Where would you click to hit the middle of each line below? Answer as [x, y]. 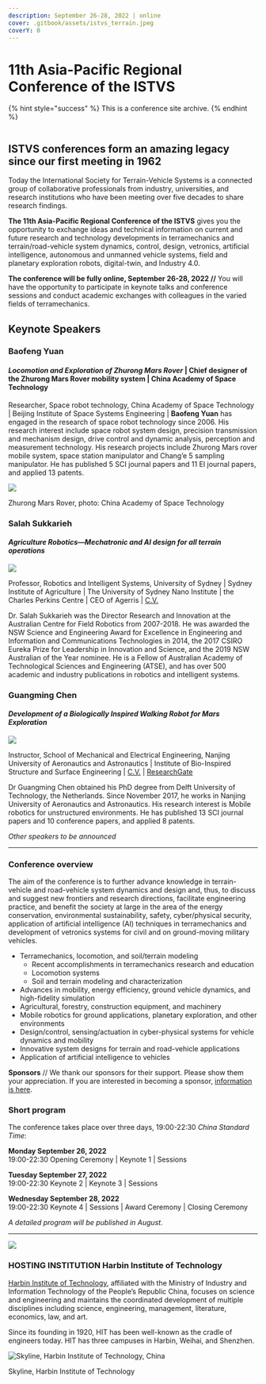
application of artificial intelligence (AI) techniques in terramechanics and [127, 924]
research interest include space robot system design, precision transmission [133, 430]
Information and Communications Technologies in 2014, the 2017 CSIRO [125, 641]
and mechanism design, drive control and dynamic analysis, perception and [131, 438]
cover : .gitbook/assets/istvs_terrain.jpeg [81, 23]
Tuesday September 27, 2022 [57, 1175]
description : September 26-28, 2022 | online [84, 15]
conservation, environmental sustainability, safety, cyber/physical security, [130, 916]
